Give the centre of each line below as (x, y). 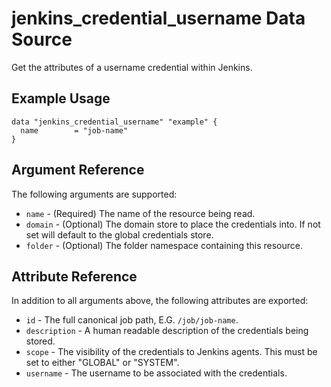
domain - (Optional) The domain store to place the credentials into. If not (173, 224)
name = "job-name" (74, 130)
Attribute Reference (74, 276)
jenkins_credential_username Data (158, 18)
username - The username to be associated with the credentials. (156, 373)
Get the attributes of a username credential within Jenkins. (132, 67)
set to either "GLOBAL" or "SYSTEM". (102, 363)
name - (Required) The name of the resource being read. (140, 213)
